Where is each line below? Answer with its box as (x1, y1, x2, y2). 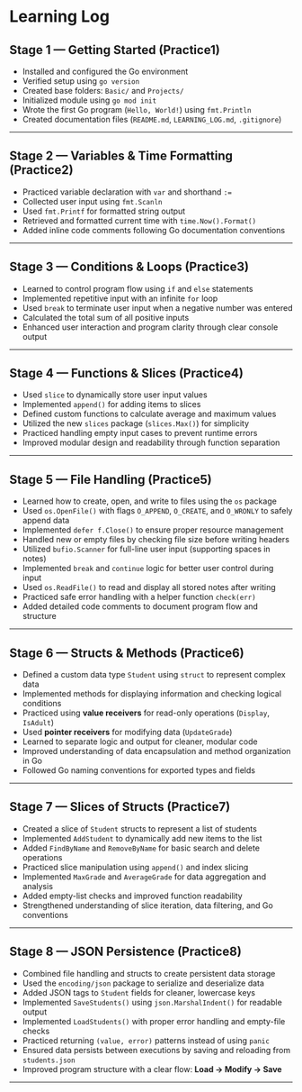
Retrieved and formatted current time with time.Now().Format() (22, 214, 257, 226)
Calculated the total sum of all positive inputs (22, 312, 190, 323)
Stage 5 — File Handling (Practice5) (9, 471, 213, 487)
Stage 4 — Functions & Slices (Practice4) (9, 366, 244, 381)
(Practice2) (9, 162, 74, 177)
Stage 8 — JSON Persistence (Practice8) (9, 944, 243, 960)
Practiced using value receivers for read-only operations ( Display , (22, 707, 270, 718)
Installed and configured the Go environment (22, 66, 189, 77)
